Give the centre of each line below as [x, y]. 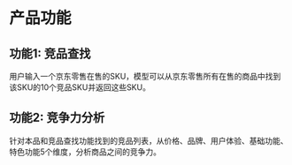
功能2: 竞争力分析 [57, 118]
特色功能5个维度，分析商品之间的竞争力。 [85, 152]
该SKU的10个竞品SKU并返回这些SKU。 [80, 87]
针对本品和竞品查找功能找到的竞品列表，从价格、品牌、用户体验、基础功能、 [149, 140]
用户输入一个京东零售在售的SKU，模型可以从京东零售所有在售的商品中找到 [145, 76]
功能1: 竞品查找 [50, 53]
